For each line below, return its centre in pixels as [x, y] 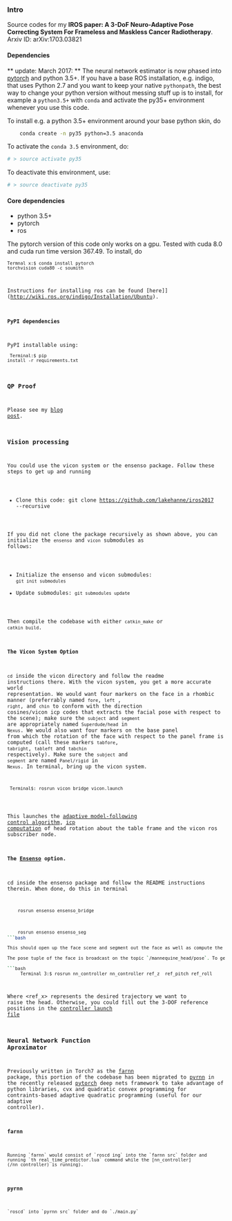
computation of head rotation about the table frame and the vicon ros [112, 828]
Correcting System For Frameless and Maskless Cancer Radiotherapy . [110, 32]
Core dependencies [36, 200]
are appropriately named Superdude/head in [67, 725]
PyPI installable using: [43, 346]
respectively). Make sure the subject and [67, 755]
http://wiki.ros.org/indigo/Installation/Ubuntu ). [84, 297]
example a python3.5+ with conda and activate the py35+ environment [106, 100]
